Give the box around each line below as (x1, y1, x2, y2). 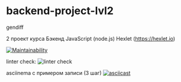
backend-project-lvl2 (6, 4, 114, 18)
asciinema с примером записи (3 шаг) (6, 69, 102, 76)
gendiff (6, 24, 24, 31)
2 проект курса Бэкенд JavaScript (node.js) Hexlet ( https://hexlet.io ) (6, 35, 176, 42)
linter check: (6, 58, 37, 65)
